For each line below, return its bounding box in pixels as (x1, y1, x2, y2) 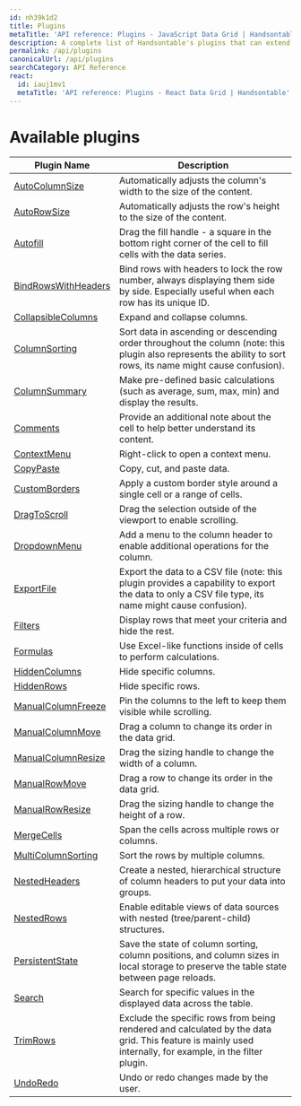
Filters (13, 620, 40, 632)
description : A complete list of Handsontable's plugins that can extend (9, 38, 291, 48)
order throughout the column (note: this (119, 337, 285, 350)
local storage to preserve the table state (119, 961, 287, 973)
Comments (13, 422, 60, 435)
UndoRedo (13, 1077, 59, 1090)
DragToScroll (13, 509, 69, 521)
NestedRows (13, 912, 67, 925)
